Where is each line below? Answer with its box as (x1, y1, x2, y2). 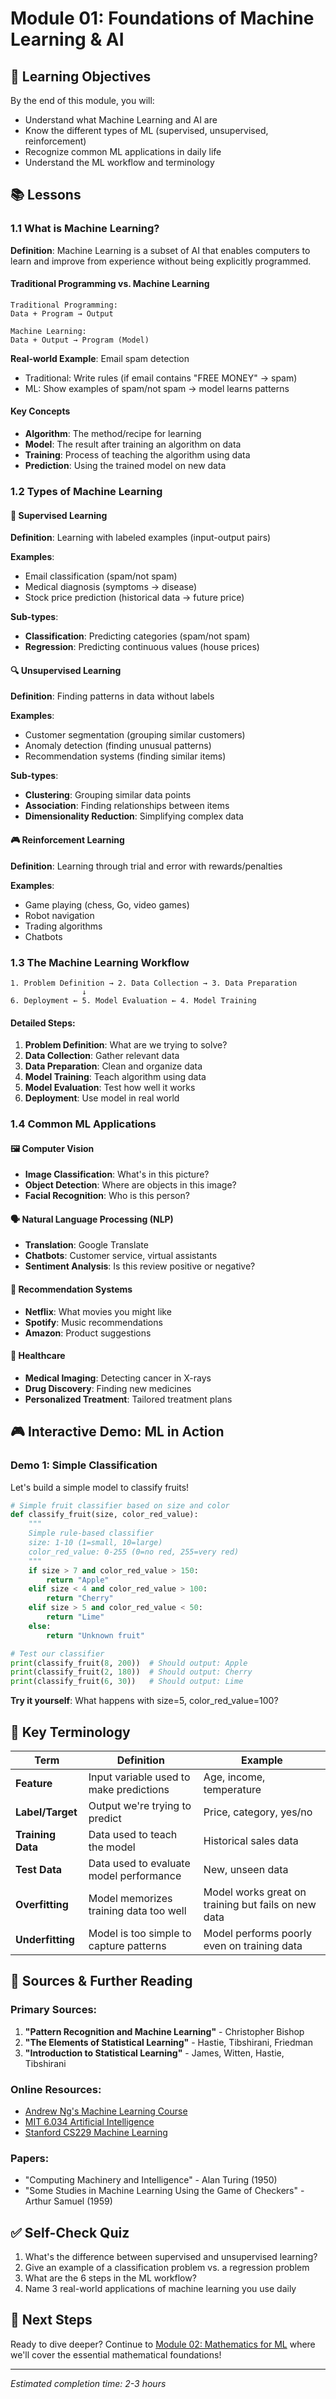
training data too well (88, 1903, 187, 1917)
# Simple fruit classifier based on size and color (10, 1500, 230, 1511)
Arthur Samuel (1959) (24, 2195, 113, 2207)
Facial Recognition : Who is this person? (24, 1190, 190, 1202)
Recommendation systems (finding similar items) (24, 750, 227, 762)
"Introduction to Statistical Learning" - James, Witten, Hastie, (24, 2047, 285, 2059)
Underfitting (15, 1932, 75, 1946)
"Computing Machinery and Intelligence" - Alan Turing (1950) (24, 2174, 278, 2186)
